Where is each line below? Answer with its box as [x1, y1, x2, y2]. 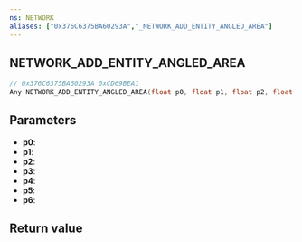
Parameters [9, 112, 77, 128]
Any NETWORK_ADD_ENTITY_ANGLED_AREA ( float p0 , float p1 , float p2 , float [9, 88, 294, 97]
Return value [9, 221, 83, 237]
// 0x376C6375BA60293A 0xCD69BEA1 [9, 79, 140, 89]
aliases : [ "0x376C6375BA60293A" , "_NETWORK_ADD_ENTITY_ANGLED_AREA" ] [9, 22, 273, 31]
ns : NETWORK [9, 13, 54, 23]
